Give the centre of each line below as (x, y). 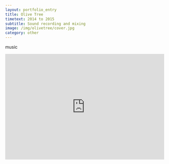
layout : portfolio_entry (31, 10)
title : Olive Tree (24, 14)
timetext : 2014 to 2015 (30, 19)
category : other (22, 33)
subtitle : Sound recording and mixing (45, 24)
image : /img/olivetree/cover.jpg (40, 28)
